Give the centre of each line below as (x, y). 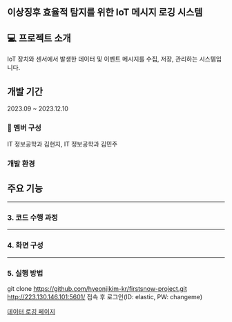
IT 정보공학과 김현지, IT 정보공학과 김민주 (62, 144)
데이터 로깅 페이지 (31, 311)
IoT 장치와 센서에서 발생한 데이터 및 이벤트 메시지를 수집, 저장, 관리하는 (103, 59)
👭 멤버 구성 (24, 128)
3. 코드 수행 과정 (33, 218)
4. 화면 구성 (25, 245)
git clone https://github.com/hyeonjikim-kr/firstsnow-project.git (97, 288)
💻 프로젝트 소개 (39, 38)
